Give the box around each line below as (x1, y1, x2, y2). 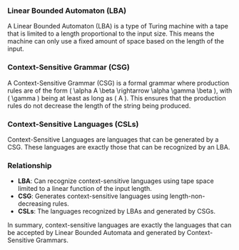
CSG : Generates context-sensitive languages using (17, 192, 169, 201)
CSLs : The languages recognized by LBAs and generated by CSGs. (17, 207, 216, 216)
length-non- (169, 192, 205, 201)
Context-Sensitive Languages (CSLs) (7, 119, 139, 129)
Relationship (7, 160, 52, 170)
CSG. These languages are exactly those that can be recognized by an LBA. (7, 142, 230, 151)
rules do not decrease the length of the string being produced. (7, 101, 191, 110)
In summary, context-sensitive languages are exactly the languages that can (7, 221, 232, 229)
